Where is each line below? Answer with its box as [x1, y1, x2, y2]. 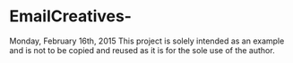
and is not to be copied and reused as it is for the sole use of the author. [9, 44, 275, 55]
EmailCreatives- [9, 6, 133, 27]
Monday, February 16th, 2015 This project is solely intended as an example [9, 35, 285, 46]
